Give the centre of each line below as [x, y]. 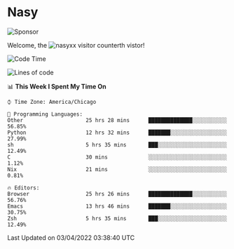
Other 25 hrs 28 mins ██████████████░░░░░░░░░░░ [117, 120]
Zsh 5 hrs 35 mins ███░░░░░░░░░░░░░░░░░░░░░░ [117, 218]
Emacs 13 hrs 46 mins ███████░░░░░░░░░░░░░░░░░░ [117, 206]
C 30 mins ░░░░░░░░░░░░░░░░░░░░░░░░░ [117, 157]
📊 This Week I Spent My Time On [57, 86]
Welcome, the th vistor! [76, 45]
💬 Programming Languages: [45, 114]
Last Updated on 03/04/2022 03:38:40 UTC [71, 237]
